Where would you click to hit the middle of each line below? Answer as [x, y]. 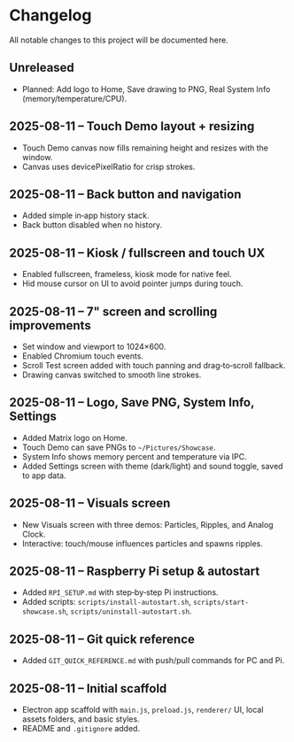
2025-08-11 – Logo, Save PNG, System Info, [132, 402]
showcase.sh [44, 612]
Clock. [34, 534]
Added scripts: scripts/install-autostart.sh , [107, 602]
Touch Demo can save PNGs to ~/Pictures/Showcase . [119, 447]
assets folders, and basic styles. [81, 719]
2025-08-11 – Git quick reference [102, 639]
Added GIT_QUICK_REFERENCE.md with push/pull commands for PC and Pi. [153, 661]
